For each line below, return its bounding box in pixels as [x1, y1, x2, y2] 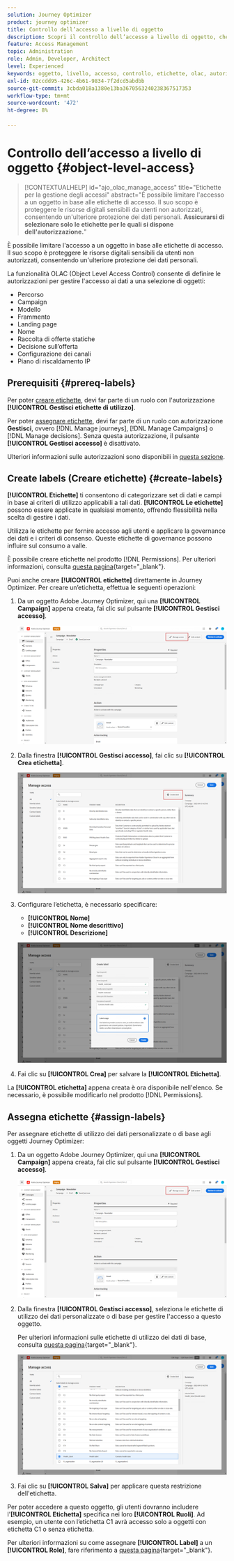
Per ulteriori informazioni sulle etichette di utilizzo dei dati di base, [17, 1333, 207, 1341]
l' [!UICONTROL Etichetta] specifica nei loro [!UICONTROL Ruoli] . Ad [7, 1510, 205, 1518]
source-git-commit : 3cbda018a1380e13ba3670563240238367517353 [7, 84, 192, 92]
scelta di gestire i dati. [7, 513, 71, 522]
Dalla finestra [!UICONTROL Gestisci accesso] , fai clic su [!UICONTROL [17, 751, 225, 760]
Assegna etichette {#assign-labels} [7, 1111, 166, 1123]
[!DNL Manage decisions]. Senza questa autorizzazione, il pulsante [7, 431, 200, 439]
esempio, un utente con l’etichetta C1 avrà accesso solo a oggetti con [7, 1518, 207, 1526]
